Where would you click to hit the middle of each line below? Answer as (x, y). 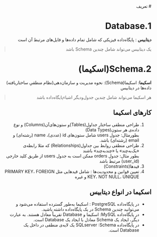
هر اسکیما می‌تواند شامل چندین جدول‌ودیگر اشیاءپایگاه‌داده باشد (94, 97)
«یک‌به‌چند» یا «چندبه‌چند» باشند (111, 151)
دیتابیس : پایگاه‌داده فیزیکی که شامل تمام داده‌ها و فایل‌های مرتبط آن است (85, 39)
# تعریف (144, 6)
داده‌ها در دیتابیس (136, 88)
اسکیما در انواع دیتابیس (120, 192)
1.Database (128, 26)
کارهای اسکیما (132, 113)
